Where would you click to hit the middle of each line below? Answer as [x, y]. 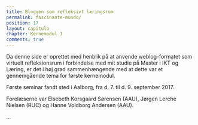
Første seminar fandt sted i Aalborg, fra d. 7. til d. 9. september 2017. [90, 87]
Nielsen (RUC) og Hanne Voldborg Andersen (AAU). [70, 105]
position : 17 [22, 23]
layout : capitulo [28, 28]
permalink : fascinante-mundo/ [44, 17]
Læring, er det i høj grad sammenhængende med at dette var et [85, 69]
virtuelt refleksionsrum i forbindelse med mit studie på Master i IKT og [92, 63]
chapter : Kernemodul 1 [34, 34]
